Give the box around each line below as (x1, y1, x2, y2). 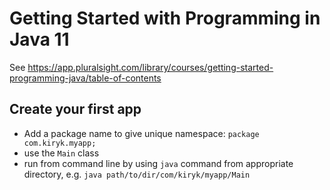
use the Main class (23, 147, 100, 159)
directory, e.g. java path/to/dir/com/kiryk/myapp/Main (23, 168, 251, 180)
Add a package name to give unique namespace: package (23, 127, 260, 139)
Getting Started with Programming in (9, 7, 321, 30)
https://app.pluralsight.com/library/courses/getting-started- (27, 61, 274, 73)
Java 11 (9, 28, 70, 51)
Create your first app (9, 101, 142, 118)
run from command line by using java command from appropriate (23, 157, 294, 169)
